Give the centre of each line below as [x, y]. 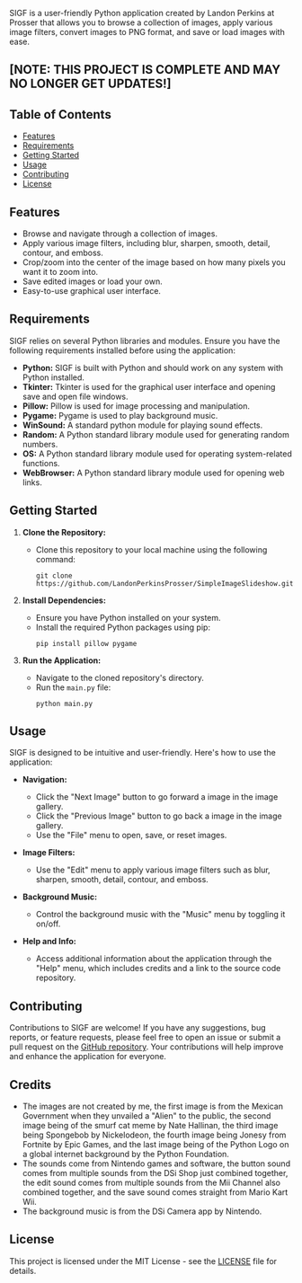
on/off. [48, 924]
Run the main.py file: [73, 687]
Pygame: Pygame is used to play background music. [120, 415]
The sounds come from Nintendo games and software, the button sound [156, 1164]
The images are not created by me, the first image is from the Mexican [152, 1106]
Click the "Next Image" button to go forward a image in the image [157, 797]
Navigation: [44, 780]
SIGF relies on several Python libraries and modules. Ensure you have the [145, 341]
